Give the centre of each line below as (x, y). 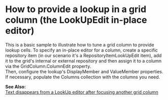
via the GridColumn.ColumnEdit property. (48, 66)
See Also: (16, 86)
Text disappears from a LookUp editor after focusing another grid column (82, 92)
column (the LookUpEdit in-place (76, 20)
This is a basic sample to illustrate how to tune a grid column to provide (80, 44)
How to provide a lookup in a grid (76, 9)
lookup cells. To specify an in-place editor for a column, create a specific (82, 50)
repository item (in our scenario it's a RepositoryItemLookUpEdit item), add (83, 55)
